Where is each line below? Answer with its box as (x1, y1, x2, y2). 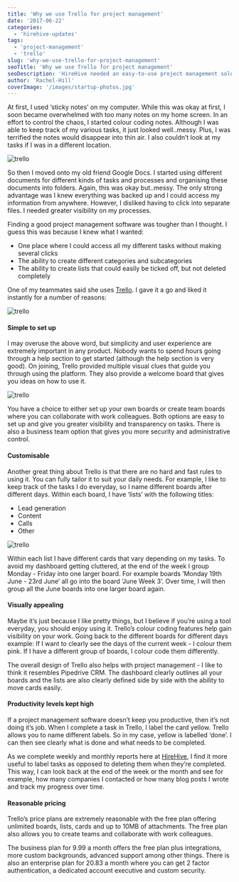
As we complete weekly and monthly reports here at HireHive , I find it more (7, 752, 228, 761)
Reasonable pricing (7, 799, 66, 807)
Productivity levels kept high (7, 699, 94, 708)
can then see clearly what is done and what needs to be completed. (7, 739, 206, 747)
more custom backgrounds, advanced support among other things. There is (7, 851, 230, 860)
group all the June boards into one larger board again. (7, 584, 166, 593)
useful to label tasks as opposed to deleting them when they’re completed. (7, 760, 226, 769)
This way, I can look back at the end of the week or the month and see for (7, 767, 224, 776)
